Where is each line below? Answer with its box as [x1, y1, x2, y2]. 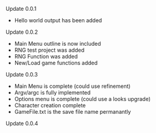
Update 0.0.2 [5, 28, 39, 36]
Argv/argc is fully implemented [14, 89, 91, 96]
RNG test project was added [14, 46, 85, 54]
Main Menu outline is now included [14, 40, 101, 47]
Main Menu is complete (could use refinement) [14, 82, 131, 90]
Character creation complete [14, 102, 86, 109]
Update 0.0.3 [5, 71, 38, 78]
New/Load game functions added [14, 60, 98, 66]
